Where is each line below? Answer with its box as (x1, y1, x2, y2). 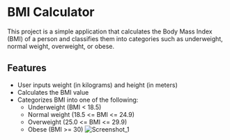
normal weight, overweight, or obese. (7, 42, 115, 50)
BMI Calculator (7, 4, 95, 20)
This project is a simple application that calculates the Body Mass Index (7, 27, 213, 36)
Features (7, 62, 47, 74)
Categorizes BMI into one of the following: (17, 95, 139, 104)
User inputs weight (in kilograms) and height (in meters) (17, 81, 178, 89)
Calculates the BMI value (17, 88, 89, 96)
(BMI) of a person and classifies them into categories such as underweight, (7, 34, 223, 42)
